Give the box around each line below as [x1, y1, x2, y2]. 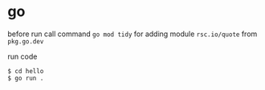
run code [7, 51, 38, 61]
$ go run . [7, 74, 44, 82]
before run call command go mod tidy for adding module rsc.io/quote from [7, 29, 258, 39]
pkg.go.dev [7, 37, 44, 46]
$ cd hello [7, 67, 44, 75]
